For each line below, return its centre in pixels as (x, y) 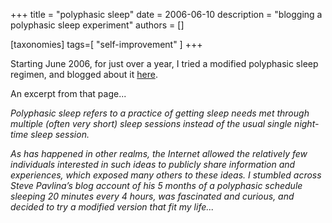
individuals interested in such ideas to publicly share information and (153, 164)
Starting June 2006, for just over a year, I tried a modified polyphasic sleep (164, 63)
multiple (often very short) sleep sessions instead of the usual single (151, 123)
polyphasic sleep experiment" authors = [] (97, 25)
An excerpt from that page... (68, 93)
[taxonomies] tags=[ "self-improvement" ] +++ (106, 44)
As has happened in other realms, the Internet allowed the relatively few (159, 153)
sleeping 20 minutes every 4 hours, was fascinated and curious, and (152, 196)
